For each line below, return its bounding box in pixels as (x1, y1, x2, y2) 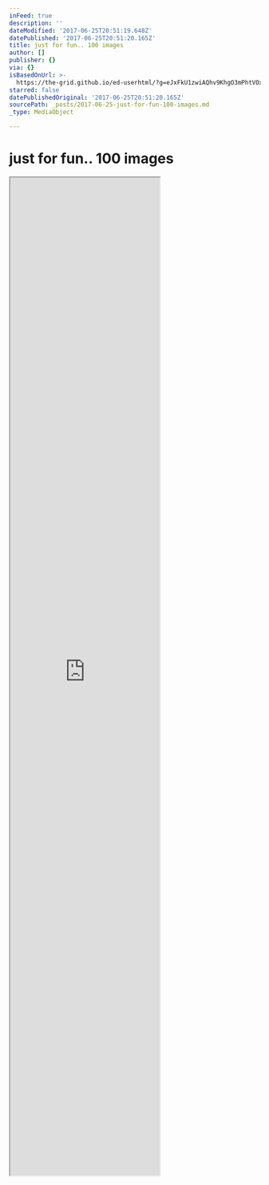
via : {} (9, 64, 35, 72)
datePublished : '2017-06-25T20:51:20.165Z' (9, 34, 156, 42)
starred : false (9, 85, 60, 94)
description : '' (9, 19, 63, 27)
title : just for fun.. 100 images (9, 42, 125, 50)
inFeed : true (9, 11, 53, 20)
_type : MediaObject (9, 109, 74, 117)
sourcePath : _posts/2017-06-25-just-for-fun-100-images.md (9, 101, 210, 109)
